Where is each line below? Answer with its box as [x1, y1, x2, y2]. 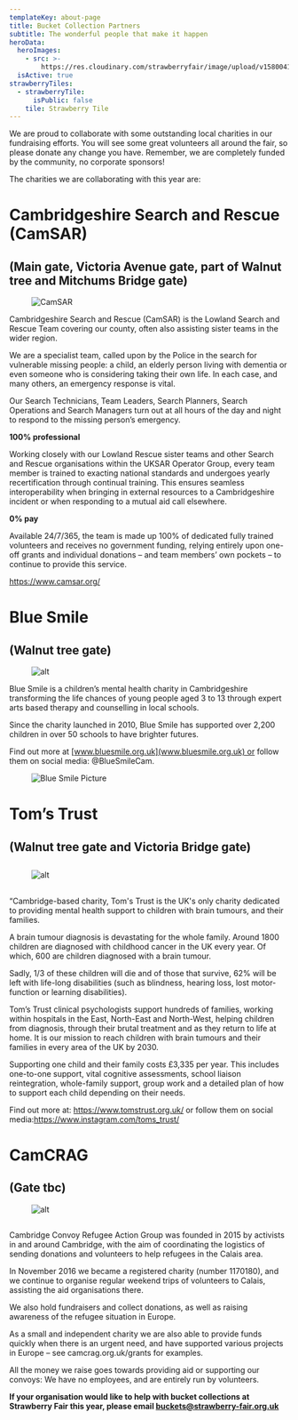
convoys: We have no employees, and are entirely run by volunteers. [9, 1375, 260, 1384]
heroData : [9, 37, 46, 47]
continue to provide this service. [9, 559, 127, 570]
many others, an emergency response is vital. [9, 379, 176, 389]
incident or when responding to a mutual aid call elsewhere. [9, 496, 228, 507]
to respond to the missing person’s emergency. [9, 414, 181, 425]
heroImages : [17, 46, 62, 55]
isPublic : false [32, 95, 93, 105]
